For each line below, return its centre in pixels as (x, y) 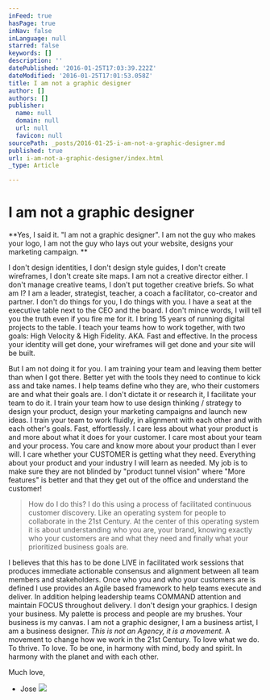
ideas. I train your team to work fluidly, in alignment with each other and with (135, 420)
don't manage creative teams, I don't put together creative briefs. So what (131, 285)
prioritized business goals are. (78, 547)
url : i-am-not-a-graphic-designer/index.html (86, 158)
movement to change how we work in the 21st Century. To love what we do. (134, 640)
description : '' (35, 61)
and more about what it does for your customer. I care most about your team (135, 437)
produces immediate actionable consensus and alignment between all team (134, 571)
